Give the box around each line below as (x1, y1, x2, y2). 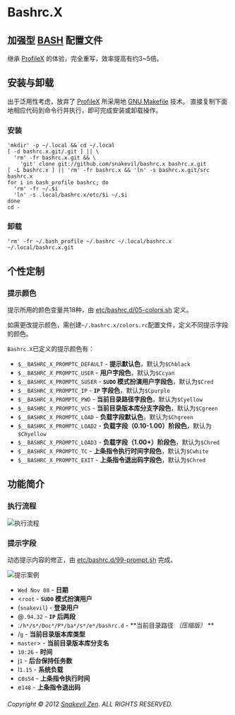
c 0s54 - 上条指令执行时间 (17, 674, 90, 683)
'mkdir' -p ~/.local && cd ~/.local (7, 142, 115, 149)
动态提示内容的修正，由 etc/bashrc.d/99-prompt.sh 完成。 (7, 556, 177, 564)
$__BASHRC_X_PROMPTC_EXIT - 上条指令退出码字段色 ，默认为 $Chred (17, 456, 206, 464)
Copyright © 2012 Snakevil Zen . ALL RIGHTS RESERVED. (7, 699, 173, 708)
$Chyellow (17, 431, 47, 438)
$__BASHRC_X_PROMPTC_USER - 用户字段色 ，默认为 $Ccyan (17, 369, 175, 377)
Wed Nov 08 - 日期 (17, 585, 68, 595)
